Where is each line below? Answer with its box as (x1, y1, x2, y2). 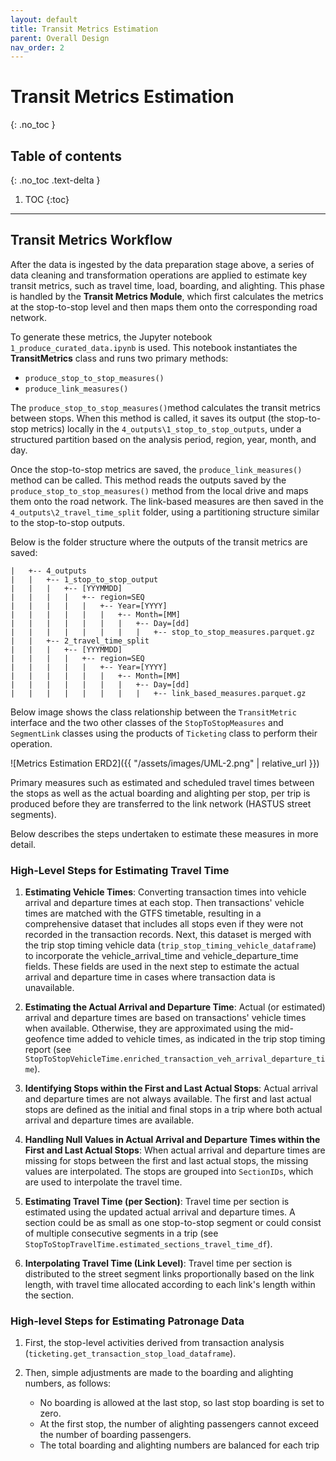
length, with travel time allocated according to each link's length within (24, 1279, 316, 1291)
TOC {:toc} (24, 194, 70, 205)
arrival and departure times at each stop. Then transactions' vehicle (24, 897, 305, 909)
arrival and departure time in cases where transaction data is (24, 971, 276, 983)
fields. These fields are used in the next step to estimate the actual (24, 961, 300, 973)
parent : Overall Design (10, 33, 110, 43)
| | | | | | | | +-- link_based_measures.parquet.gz (10, 688, 307, 698)
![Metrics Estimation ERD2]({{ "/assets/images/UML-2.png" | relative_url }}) (10, 757, 320, 769)
